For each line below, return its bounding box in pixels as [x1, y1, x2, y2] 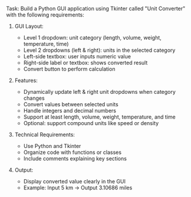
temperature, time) [23, 41, 69, 47]
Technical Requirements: [14, 131, 75, 138]
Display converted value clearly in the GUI [23, 178, 126, 185]
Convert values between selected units [23, 101, 119, 108]
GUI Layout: [14, 23, 44, 29]
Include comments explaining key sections [23, 155, 127, 162]
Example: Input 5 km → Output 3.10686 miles [23, 184, 133, 191]
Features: [14, 77, 38, 84]
